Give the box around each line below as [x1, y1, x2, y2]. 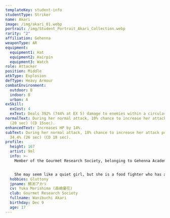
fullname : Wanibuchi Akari [10, 196, 67, 201]
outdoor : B [10, 87, 33, 93]
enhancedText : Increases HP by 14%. [5, 125, 82, 130]
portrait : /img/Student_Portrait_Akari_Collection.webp [5, 26, 125, 31]
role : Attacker [5, 64, 37, 69]
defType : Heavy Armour [5, 78, 53, 83]
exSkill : [5, 102, 24, 107]
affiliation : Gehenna [5, 36, 51, 41]
